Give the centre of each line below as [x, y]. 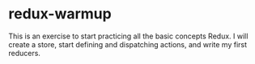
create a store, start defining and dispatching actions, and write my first [128, 44]
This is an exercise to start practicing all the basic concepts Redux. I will [128, 36]
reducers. [24, 53]
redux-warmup [60, 14]
